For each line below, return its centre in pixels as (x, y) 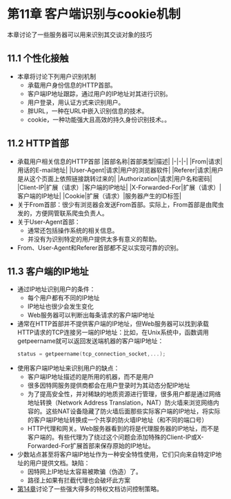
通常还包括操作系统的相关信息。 (73, 230)
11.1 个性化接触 (38, 58)
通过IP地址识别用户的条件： (56, 289)
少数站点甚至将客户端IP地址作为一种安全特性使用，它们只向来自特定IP (116, 454)
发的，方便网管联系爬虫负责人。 (62, 213)
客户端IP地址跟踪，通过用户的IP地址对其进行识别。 (99, 93)
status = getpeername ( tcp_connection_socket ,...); (91, 354)
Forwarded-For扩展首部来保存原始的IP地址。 (91, 446)
